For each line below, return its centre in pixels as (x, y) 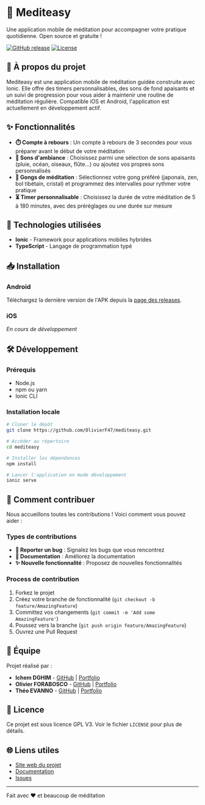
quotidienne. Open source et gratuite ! (54, 36)
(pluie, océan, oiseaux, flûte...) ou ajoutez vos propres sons (90, 164)
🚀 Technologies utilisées (54, 225)
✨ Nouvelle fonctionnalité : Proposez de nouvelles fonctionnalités (99, 563)
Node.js (25, 383)
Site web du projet (38, 765)
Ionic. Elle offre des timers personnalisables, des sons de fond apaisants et (101, 88)
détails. (16, 731)
